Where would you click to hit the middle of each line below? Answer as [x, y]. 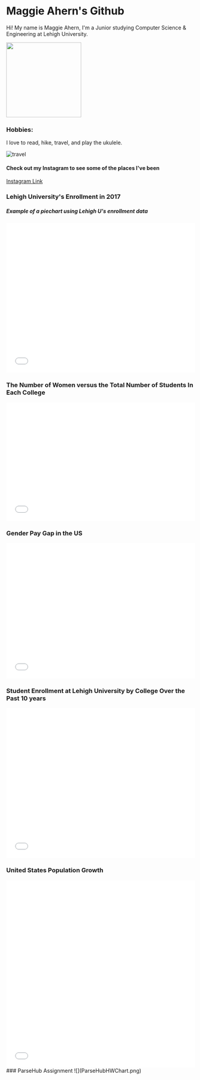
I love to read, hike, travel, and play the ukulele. [64, 143]
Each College [26, 392]
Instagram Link [25, 181]
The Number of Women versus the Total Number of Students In [100, 385]
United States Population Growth [55, 870]
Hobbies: [20, 129]
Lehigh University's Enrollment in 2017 [63, 197]
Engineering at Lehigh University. [47, 34]
